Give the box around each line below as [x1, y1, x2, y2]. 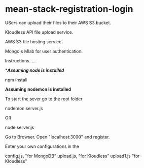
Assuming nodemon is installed [5, 86, 72, 92]
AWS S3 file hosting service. [5, 38, 63, 45]
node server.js [5, 124, 35, 130]
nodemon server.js [5, 105, 43, 111]
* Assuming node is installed [5, 67, 64, 73]
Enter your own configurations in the [5, 143, 79, 149]
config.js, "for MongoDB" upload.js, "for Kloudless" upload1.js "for [5, 153, 140, 159]
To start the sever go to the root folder [5, 96, 83, 102]
